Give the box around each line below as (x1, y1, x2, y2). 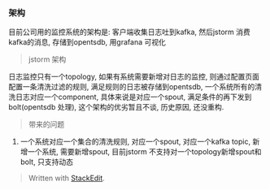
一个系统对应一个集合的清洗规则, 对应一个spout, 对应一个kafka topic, (20, 136, 250, 147)
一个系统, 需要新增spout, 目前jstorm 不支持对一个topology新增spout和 (27, 147, 262, 157)
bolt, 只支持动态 (20, 157, 73, 167)
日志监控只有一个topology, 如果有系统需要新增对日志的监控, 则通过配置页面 (8, 71, 260, 82)
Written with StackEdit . (28, 173, 106, 184)
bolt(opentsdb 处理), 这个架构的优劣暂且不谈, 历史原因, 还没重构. (8, 102, 224, 112)
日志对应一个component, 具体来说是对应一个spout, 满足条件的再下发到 (15, 92, 252, 102)
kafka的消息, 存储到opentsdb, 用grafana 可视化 (8, 37, 167, 47)
